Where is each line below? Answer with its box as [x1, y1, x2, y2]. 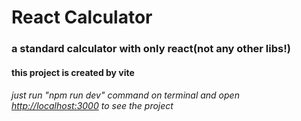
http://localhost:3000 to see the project [11, 100, 174, 112]
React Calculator [11, 6, 153, 29]
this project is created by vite [11, 66, 135, 78]
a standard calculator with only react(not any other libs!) [11, 42, 291, 56]
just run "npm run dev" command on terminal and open [11, 89, 240, 101]
